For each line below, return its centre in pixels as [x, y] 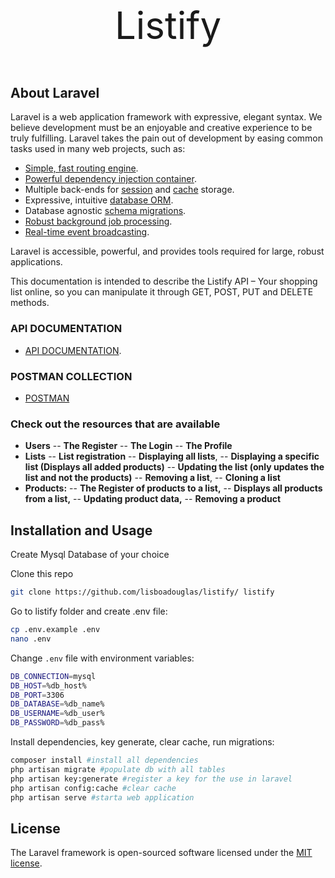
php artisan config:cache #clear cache [93, 788]
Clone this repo [42, 574]
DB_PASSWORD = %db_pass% [57, 723]
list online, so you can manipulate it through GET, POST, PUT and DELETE [162, 292]
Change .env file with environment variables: [102, 658]
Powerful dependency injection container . [110, 179]
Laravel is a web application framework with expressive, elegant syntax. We [166, 117]
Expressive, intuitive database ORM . [99, 200]
